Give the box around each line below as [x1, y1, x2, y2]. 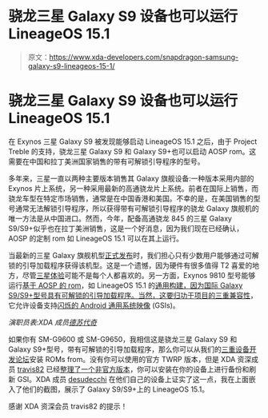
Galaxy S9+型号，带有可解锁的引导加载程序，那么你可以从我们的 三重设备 [8, 344, 250, 354]
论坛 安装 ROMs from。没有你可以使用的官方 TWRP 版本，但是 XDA [14, 354, 236, 364]
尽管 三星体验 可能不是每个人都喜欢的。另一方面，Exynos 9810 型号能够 [22, 270, 256, 280]
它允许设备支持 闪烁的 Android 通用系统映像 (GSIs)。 [8, 301, 180, 310]
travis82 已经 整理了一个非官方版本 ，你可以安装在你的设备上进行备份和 [17, 364, 250, 374]
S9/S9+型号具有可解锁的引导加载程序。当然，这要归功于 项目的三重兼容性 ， [8, 290, 258, 300]
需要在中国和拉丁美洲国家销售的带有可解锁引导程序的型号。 [8, 157, 205, 166]
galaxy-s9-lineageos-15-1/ [27, 61, 115, 70]
